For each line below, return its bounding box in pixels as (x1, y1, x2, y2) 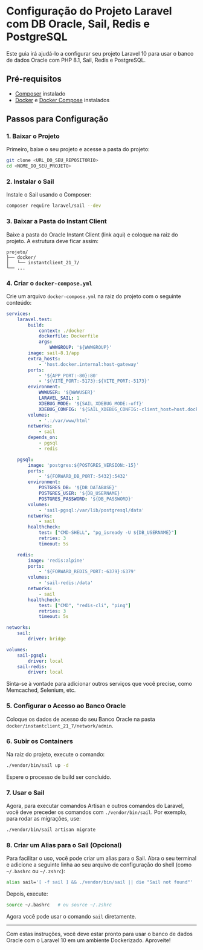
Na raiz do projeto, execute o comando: (6, 750, 105, 758)
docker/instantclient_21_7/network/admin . (6, 721, 114, 729)
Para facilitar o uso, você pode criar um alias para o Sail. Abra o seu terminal (6, 854, 197, 862)
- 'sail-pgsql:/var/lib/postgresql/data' (38, 507, 145, 513)
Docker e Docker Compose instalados (14, 96, 110, 103)
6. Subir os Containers (6, 737, 74, 745)
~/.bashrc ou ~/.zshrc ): (6, 868, 65, 875)
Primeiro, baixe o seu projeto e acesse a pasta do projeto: (6, 146, 150, 153)
